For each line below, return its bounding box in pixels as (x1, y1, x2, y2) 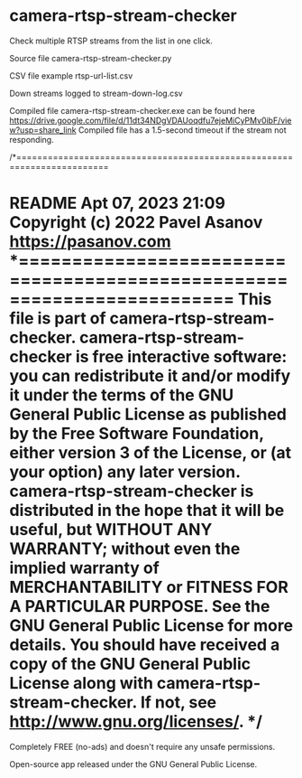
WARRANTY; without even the (9, 539, 241, 559)
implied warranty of (9, 558, 160, 578)
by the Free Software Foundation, (9, 424, 264, 444)
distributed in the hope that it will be (9, 501, 285, 520)
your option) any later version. (9, 462, 241, 483)
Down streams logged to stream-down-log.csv (9, 88, 183, 98)
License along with (9, 673, 153, 694)
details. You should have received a (9, 634, 280, 655)
